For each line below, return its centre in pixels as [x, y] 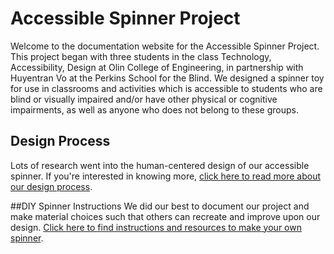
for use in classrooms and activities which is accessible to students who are [166, 88]
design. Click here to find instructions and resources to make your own [156, 227]
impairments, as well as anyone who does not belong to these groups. [154, 109]
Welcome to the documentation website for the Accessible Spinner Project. [165, 46]
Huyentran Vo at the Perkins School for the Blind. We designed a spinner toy [167, 78]
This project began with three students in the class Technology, [141, 56]
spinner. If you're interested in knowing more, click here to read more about [165, 176]
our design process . [51, 186]
